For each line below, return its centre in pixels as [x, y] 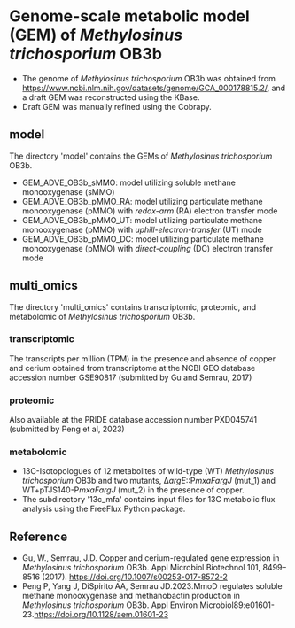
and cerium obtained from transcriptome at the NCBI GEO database [132, 368]
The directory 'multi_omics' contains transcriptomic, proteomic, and [133, 306]
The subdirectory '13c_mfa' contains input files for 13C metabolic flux [148, 500]
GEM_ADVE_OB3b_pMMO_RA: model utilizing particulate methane [142, 201]
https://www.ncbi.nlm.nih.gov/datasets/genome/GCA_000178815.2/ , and [154, 88]
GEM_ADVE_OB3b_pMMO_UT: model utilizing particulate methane [142, 220]
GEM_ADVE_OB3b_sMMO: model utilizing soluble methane [129, 182]
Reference [39, 536]
